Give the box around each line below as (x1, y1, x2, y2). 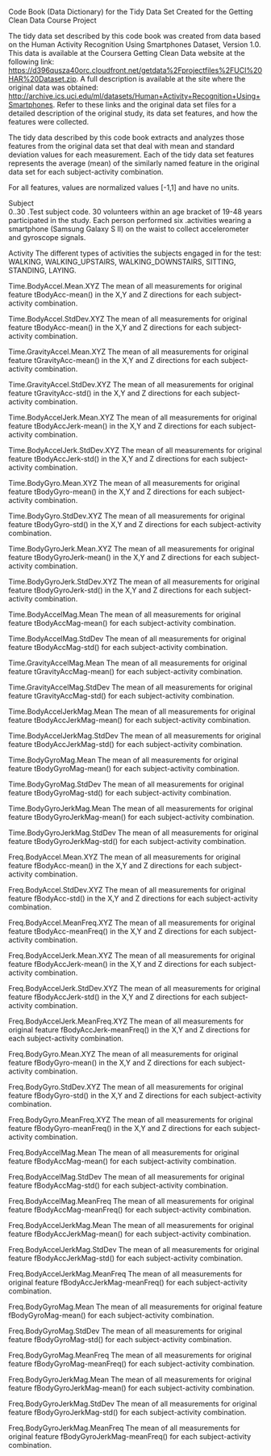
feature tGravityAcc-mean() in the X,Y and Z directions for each (8, 356, 219, 365)
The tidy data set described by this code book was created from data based (8, 32, 261, 40)
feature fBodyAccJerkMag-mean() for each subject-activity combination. (8, 1229, 252, 1239)
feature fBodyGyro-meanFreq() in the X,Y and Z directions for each (8, 1124, 231, 1133)
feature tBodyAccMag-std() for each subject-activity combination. (8, 643, 228, 652)
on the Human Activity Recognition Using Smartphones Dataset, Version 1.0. (8, 40, 261, 49)
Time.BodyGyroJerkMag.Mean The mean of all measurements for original (8, 804, 254, 813)
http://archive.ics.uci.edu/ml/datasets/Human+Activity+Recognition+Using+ (8, 91, 261, 100)
